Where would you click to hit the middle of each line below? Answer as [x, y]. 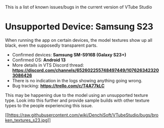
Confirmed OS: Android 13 [39, 60]
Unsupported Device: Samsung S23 [79, 27]
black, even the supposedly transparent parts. [51, 45]
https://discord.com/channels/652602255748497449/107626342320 [85, 70]
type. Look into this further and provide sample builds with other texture [77, 100]
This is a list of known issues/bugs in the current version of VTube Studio [79, 7]
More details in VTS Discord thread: [48, 65]
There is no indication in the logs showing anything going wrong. [77, 80]
